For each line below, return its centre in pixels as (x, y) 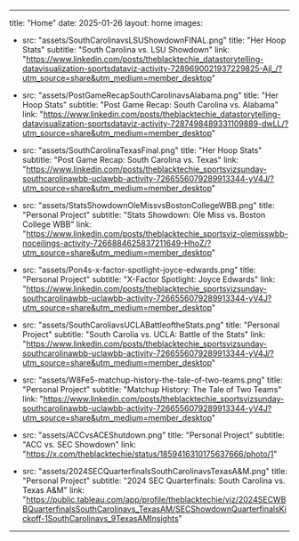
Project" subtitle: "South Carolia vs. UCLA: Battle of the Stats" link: (144, 334)
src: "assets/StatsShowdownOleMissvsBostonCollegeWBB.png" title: (148, 205)
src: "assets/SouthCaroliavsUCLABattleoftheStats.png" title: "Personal (151, 325)
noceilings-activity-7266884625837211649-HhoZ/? (117, 243)
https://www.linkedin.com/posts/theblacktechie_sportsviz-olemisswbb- (157, 234)
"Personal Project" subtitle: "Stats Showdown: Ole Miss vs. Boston (144, 215)
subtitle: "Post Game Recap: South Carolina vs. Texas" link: (130, 160)
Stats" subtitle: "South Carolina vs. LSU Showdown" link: (125, 49)
